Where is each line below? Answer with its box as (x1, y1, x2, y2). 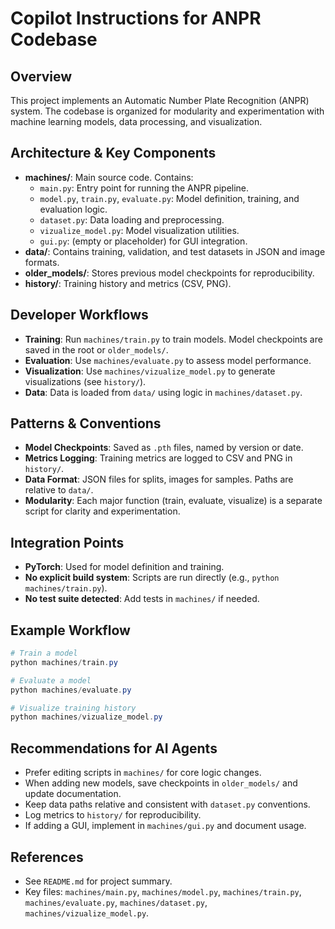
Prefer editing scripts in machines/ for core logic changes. (24, 767, 262, 779)
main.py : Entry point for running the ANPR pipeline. (39, 182, 250, 194)
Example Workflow (10, 622, 131, 639)
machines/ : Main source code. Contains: (24, 171, 194, 183)
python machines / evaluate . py (10, 685, 132, 695)
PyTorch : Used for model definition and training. (24, 561, 225, 573)
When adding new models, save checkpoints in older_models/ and (24, 777, 298, 789)
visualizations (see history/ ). (24, 375, 147, 387)
